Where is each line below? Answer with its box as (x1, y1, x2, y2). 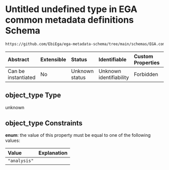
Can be (8, 67, 25, 74)
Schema (5, 25, 40, 36)
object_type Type (5, 91, 61, 100)
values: (5, 137, 20, 144)
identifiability (98, 74, 129, 81)
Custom (134, 53, 153, 60)
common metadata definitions (5, 14, 134, 26)
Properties (134, 59, 160, 66)
